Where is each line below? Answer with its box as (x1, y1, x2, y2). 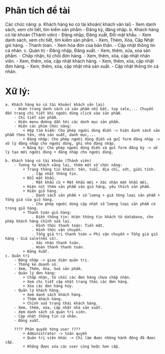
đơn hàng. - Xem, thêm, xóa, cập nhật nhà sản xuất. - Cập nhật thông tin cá (5, 63, 159, 69)
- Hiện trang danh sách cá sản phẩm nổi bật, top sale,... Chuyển (14, 106, 154, 111)
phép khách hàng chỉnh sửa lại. (5, 219, 72, 224)
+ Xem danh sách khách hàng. (23, 292, 83, 297)
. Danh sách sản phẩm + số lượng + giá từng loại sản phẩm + (31, 193, 161, 197)
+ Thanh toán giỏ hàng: (23, 210, 72, 215)
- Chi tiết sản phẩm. (14, 115, 58, 120)
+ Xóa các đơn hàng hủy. (23, 283, 74, 288)
